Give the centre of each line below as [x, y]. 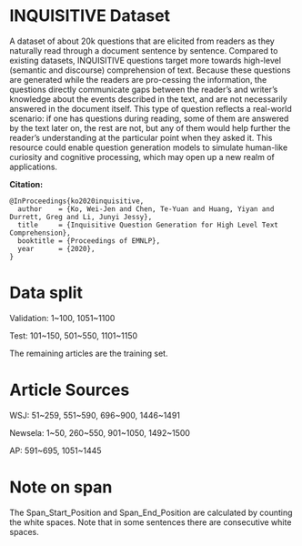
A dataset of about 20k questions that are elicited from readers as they [142, 41]
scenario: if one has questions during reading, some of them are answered [149, 118]
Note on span [61, 487]
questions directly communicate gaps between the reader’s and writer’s [144, 89]
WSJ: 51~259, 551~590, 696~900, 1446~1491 [95, 415]
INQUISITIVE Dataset [90, 16]
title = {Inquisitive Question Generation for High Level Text [148, 225]
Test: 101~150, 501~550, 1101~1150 [74, 335]
